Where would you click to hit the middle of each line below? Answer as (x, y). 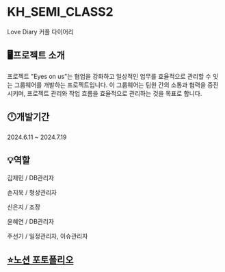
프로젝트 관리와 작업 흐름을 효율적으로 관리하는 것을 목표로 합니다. (115, 93)
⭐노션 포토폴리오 (40, 260)
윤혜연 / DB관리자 (31, 222)
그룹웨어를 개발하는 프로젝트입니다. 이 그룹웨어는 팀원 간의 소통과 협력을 (110, 85)
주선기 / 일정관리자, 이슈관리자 (48, 236)
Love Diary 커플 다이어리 (40, 32)
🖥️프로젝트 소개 (36, 55)
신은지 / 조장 (24, 207)
